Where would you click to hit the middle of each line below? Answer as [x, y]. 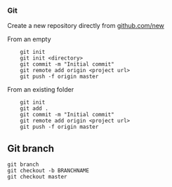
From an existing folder [41, 90]
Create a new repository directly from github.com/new [86, 26]
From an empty [29, 39]
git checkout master [38, 177]
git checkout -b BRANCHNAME [48, 171]
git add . [34, 109]
